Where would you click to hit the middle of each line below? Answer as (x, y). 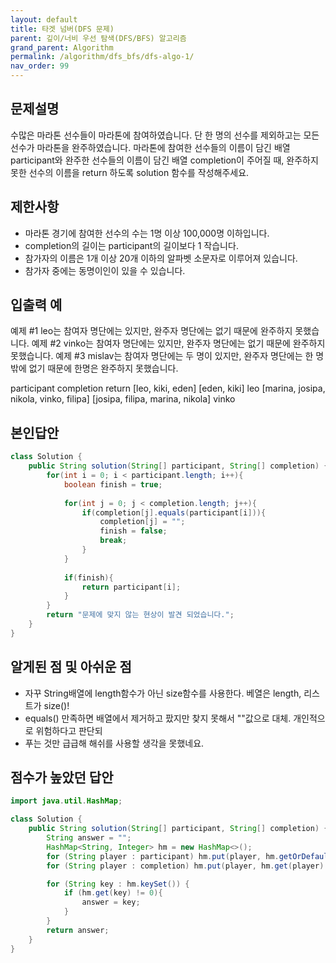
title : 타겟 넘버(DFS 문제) (62, 29)
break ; (113, 541)
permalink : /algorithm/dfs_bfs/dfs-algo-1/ (102, 57)
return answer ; (78, 930)
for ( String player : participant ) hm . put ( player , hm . (163, 856)
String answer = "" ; (89, 838)
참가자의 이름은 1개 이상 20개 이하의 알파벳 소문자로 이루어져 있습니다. (161, 258)
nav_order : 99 (40, 66)
